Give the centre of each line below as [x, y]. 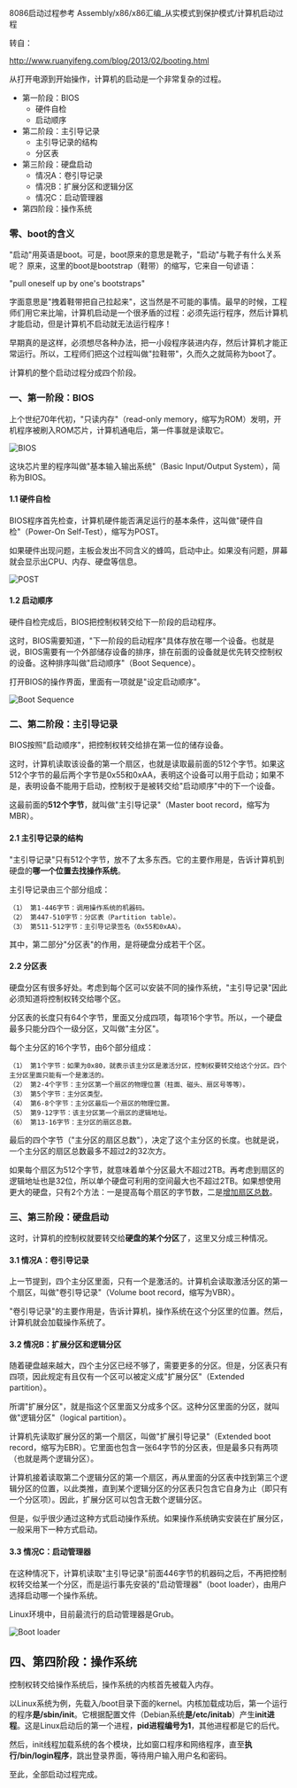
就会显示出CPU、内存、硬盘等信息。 [76, 561]
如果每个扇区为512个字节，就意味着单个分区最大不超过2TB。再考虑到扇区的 [147, 1169]
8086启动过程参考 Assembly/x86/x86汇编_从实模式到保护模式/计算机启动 [143, 13]
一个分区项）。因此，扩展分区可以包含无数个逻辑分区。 [108, 1500]
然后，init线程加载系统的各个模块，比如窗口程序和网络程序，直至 [127, 1745]
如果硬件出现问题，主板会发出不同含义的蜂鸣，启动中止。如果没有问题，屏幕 [148, 550]
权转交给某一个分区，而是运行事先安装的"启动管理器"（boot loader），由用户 [148, 1584]
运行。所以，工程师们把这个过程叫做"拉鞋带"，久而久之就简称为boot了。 [148, 354]
